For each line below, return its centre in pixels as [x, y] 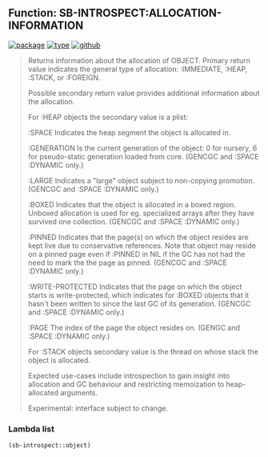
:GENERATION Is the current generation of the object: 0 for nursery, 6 [142, 148]
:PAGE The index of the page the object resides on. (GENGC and [134, 327]
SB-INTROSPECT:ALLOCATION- [140, 13]
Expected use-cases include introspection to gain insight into [129, 375]
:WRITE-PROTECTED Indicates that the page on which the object [135, 287]
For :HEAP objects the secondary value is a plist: [108, 117]
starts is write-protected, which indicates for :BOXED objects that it [138, 295]
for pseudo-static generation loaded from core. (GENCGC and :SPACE [143, 156]
